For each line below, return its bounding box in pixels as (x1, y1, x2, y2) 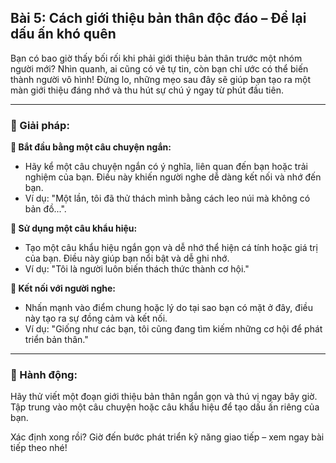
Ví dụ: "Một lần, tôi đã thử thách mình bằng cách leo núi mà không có (24, 192, 311, 205)
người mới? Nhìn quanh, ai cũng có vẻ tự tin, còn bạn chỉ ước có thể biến (10, 62, 309, 75)
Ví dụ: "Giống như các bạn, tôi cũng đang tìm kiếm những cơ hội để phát (24, 323, 323, 335)
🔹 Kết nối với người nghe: (10, 282, 117, 295)
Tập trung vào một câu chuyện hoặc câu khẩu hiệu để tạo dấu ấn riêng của (10, 401, 320, 413)
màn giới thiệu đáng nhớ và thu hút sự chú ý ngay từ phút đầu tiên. (10, 84, 284, 96)
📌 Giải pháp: (10, 118, 70, 132)
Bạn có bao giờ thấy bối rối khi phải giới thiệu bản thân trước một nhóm (10, 52, 303, 64)
